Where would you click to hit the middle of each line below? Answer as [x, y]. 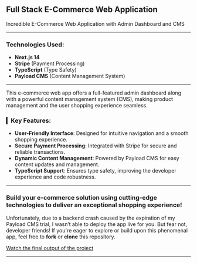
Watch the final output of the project [50, 248]
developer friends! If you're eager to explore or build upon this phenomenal [97, 230]
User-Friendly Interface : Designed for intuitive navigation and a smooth [101, 133]
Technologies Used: [35, 45]
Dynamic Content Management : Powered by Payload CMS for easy [97, 159]
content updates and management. [57, 164]
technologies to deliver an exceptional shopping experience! [94, 205]
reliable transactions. [40, 152]
